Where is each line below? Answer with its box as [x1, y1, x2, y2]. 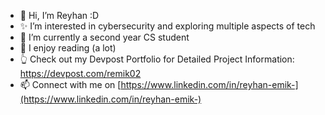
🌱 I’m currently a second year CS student [19, 31, 190, 43]
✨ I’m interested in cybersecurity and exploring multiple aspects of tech [19, 20, 316, 32]
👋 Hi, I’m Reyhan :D [19, 10, 100, 21]
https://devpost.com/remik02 [19, 68, 142, 79]
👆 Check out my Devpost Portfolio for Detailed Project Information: [19, 53, 295, 65]
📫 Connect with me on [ [19, 79, 122, 90]
